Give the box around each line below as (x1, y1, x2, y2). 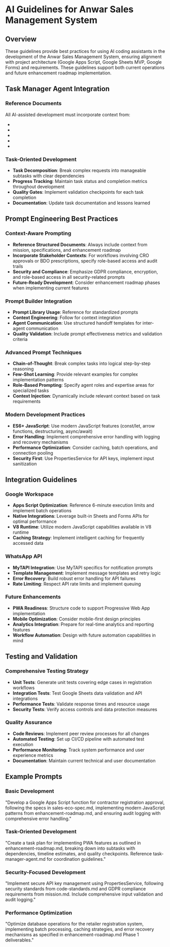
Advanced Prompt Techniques (5, 349, 82, 356)
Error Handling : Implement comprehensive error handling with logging (12, 433, 160, 439)
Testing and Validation (5, 652, 78, 661)
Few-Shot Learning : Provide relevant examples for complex (12, 371, 138, 378)
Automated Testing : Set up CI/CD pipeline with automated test (12, 735, 145, 742)
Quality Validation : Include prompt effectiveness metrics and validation (12, 330, 162, 337)
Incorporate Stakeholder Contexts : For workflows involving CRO (12, 252, 150, 258)
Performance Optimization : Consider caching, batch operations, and (12, 444, 158, 451)
